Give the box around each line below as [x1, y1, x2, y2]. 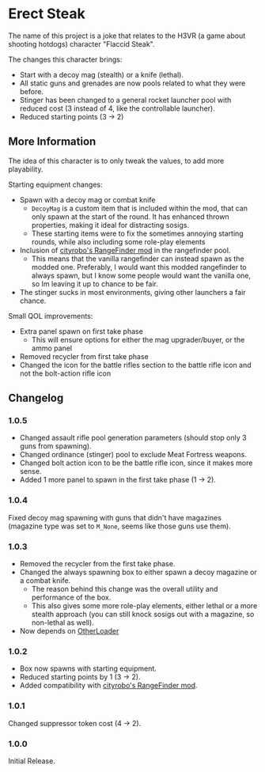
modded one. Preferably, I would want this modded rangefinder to [31, 262, 247, 271]
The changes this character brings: [8, 55, 123, 64]
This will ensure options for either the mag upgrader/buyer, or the [31, 335, 245, 344]
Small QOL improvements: [8, 311, 93, 320]
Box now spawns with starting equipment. [19, 664, 157, 673]
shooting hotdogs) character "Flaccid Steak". [8, 39, 156, 48]
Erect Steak [8, 5, 85, 23]
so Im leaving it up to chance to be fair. [31, 278, 158, 289]
